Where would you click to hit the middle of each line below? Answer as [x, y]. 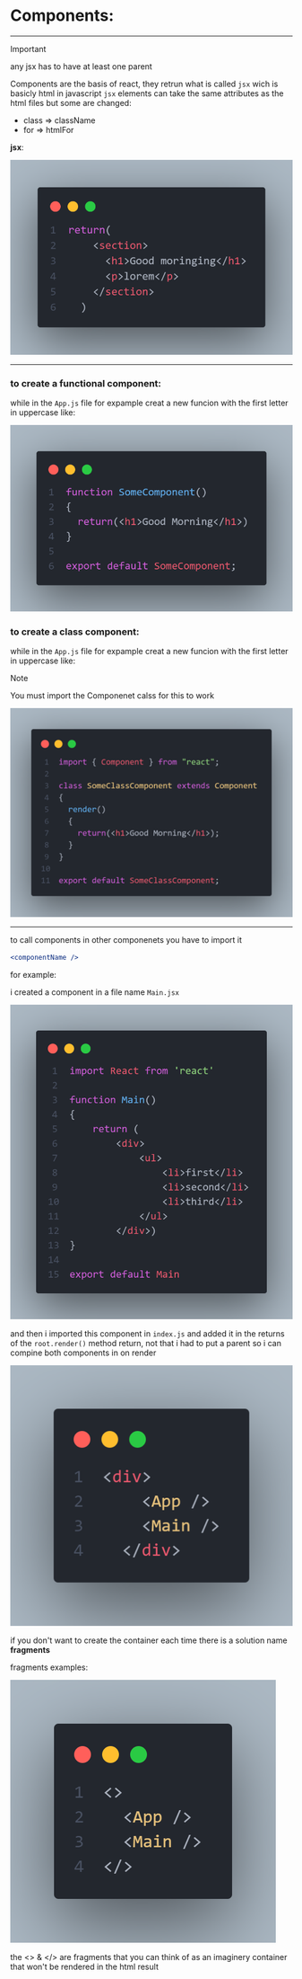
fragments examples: [49, 1667]
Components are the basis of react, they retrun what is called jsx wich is [144, 84]
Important [28, 49]
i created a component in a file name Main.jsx [95, 992]
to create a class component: [75, 632]
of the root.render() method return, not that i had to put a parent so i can [146, 1343]
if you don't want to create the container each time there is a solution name [149, 1640]
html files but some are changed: [71, 102]
